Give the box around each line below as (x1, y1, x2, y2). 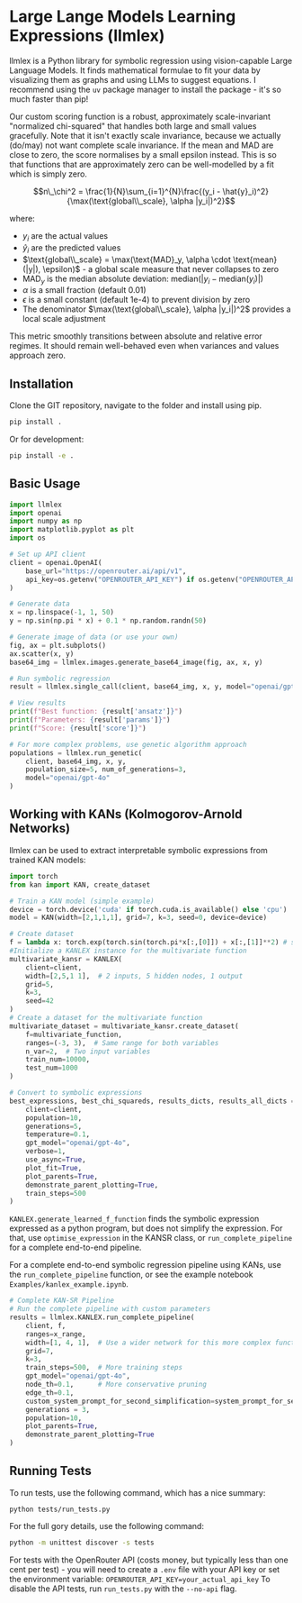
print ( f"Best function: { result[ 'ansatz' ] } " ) (9, 707, 182, 716)
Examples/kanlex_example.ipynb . (9, 1279, 129, 1289)
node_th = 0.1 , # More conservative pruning (25, 1380, 207, 1389)
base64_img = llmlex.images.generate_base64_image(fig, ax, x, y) (9, 658, 263, 667)
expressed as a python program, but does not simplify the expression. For (9, 1223, 283, 1234)
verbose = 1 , (25, 1147, 67, 1156)
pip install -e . (9, 451, 75, 460)
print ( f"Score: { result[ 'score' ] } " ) (9, 724, 147, 733)
